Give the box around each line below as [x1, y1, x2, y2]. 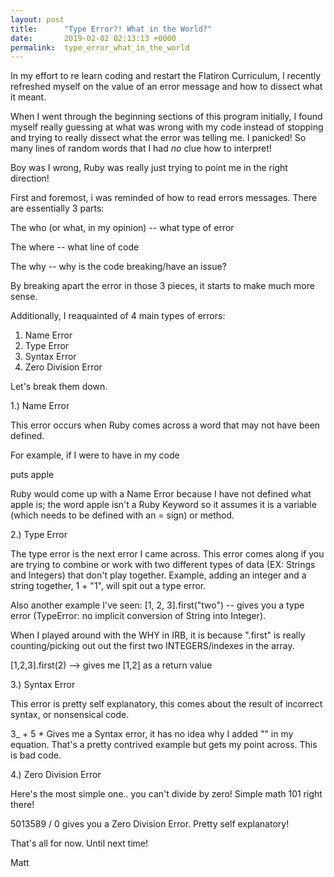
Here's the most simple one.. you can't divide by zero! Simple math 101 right [10, 788, 323, 800]
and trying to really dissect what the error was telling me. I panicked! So [10, 132, 307, 144]
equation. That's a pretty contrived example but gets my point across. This [10, 739, 318, 751]
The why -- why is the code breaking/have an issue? [10, 261, 227, 273]
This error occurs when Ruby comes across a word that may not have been [10, 419, 321, 431]
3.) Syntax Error [10, 679, 76, 691]
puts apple [10, 469, 55, 481]
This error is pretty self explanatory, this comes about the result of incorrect [10, 698, 323, 710]
